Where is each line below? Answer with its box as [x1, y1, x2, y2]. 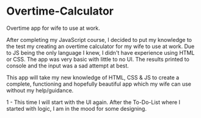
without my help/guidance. [6, 86, 74, 94]
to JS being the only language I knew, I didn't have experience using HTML [6, 49, 195, 56]
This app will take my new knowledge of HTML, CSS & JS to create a [6, 74, 180, 81]
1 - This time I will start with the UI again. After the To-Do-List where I [6, 99, 181, 106]
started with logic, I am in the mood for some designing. [6, 105, 147, 112]
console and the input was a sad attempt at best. [6, 62, 130, 69]
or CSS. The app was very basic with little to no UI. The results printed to [6, 55, 189, 63]
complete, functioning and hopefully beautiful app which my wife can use [6, 80, 191, 88]
